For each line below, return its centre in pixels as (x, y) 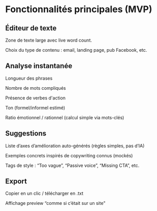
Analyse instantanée (39, 66)
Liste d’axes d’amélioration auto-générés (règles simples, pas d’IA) (75, 146)
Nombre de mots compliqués (36, 88)
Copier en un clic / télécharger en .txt (44, 193)
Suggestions (26, 134)
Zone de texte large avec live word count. (49, 40)
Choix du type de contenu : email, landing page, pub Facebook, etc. (76, 50)
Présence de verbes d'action (36, 98)
